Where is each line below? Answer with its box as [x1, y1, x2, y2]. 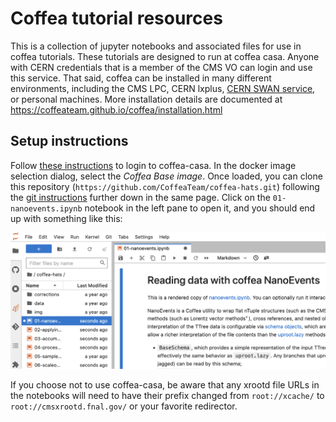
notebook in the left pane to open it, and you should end [84, 202, 316, 214]
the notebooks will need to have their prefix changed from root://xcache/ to [10, 389, 325, 401]
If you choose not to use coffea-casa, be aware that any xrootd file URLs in [10, 378, 320, 391]
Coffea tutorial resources [10, 7, 223, 30]
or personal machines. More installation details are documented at [10, 93, 283, 105]
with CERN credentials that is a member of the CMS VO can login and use [10, 61, 313, 73]
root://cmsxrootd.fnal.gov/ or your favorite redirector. [10, 400, 238, 412]
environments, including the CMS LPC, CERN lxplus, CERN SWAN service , [10, 82, 316, 94]
